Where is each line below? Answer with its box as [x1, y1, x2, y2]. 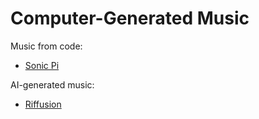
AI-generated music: [10, 78, 95, 91]
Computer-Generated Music [10, 7, 250, 30]
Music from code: [10, 40, 83, 52]
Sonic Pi [24, 59, 60, 71]
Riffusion [24, 98, 62, 110]
